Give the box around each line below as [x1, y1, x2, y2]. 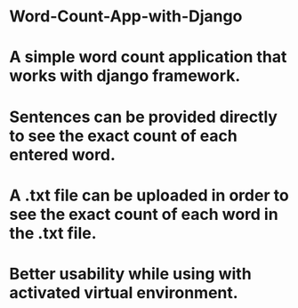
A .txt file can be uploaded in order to [9, 185, 289, 206]
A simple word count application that [9, 47, 287, 68]
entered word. [9, 144, 116, 165]
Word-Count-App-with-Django [9, 6, 243, 27]
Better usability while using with [9, 263, 252, 284]
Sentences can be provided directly [9, 107, 278, 126]
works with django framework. [9, 66, 241, 86]
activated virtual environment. [9, 282, 238, 303]
